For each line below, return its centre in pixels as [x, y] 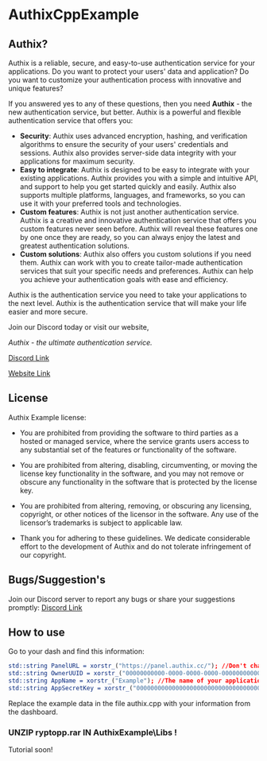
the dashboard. [33, 712]
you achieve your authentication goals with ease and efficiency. [124, 279]
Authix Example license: [47, 417]
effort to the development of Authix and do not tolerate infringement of [135, 547]
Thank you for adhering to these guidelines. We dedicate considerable [135, 538]
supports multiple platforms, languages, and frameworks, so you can [132, 195]
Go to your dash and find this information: [76, 651]
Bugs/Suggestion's [57, 580]
